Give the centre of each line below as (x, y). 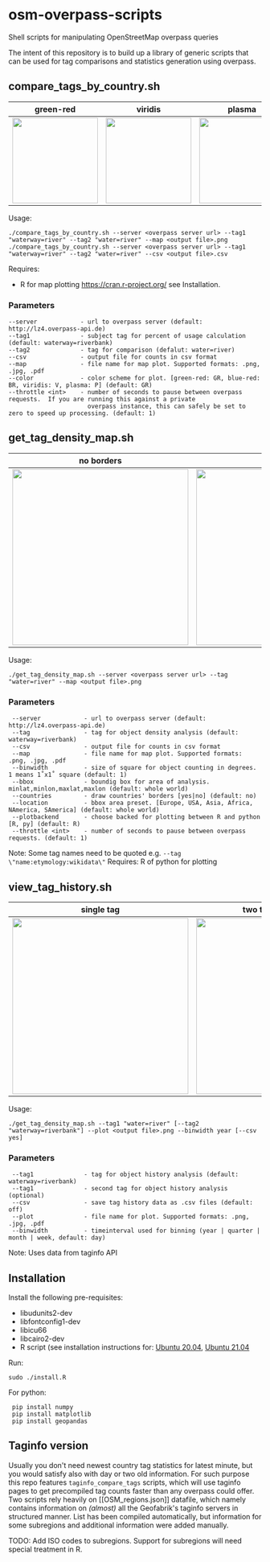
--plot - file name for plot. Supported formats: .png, (131, 1217)
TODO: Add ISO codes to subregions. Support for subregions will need (125, 1540)
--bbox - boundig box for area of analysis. (111, 782)
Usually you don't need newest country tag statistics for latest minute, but (131, 1465)
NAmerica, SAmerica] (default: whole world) (84, 810)
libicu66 (33, 1330)
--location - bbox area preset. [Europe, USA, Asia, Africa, (132, 803)
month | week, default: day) (57, 1238)
